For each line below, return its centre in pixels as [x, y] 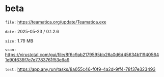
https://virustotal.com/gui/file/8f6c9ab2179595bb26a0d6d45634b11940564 [82, 55]
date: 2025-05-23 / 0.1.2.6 [32, 31]
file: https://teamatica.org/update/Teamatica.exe [56, 22]
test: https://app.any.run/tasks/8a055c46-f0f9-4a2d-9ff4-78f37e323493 [80, 69]
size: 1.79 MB [19, 41]
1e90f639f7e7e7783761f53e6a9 [37, 59]
